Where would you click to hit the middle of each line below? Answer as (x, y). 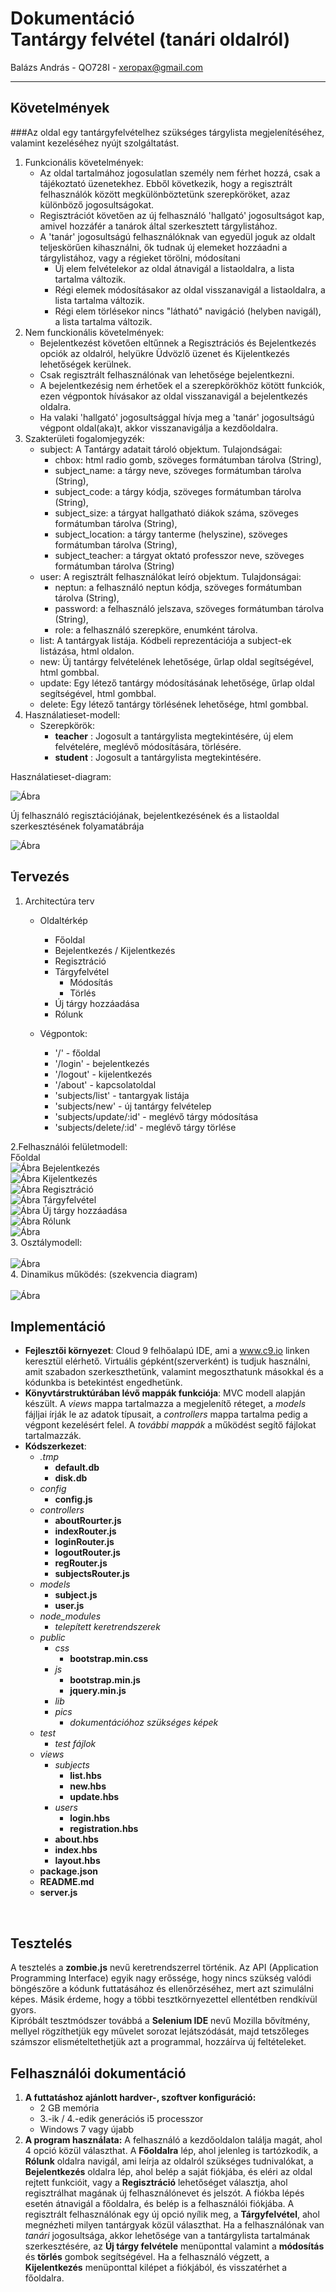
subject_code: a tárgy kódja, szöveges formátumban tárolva (178, 491)
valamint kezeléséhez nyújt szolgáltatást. (95, 143)
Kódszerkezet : (55, 1446)
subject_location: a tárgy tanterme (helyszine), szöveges (171, 534)
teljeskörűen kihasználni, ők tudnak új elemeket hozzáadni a (163, 247)
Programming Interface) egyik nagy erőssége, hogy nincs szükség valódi (161, 1978)
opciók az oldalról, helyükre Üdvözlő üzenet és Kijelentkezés (164, 353)
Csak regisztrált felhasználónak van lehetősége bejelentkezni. (167, 374)
